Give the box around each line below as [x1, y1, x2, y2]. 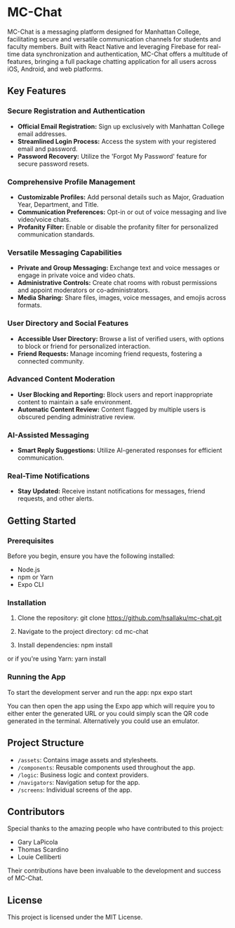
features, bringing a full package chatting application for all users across [7, 57, 217, 65]
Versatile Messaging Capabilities [7, 247, 123, 257]
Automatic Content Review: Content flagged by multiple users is [17, 405, 206, 413]
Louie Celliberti [17, 853, 62, 861]
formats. [17, 301, 42, 310]
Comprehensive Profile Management [7, 177, 135, 187]
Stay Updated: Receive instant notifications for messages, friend [17, 487, 206, 496]
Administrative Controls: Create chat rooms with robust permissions [17, 279, 217, 287]
